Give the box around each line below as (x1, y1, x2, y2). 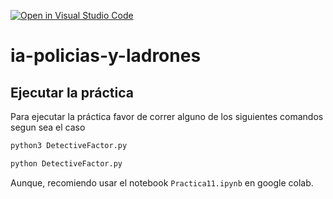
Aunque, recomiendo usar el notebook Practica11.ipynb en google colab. (10, 176, 314, 189)
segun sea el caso (10, 121, 86, 133)
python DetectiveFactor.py (10, 158, 123, 169)
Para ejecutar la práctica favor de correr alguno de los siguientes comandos (10, 111, 324, 122)
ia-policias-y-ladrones (10, 45, 202, 67)
